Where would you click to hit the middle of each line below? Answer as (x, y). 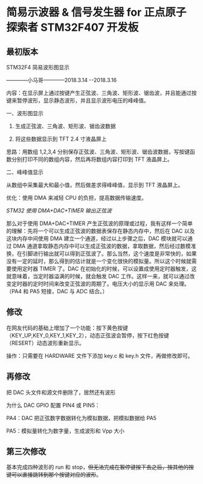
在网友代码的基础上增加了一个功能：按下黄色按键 (67, 328)
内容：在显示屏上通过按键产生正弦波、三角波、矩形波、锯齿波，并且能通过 (99, 93)
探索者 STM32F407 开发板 (72, 27)
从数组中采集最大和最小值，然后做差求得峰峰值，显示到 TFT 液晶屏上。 (95, 185)
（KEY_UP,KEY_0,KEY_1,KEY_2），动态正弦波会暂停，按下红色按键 (88, 335)
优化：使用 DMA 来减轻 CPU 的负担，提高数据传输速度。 (76, 198)
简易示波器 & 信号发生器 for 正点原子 (96, 12)
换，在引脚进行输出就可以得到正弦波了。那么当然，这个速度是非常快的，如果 (101, 253)
